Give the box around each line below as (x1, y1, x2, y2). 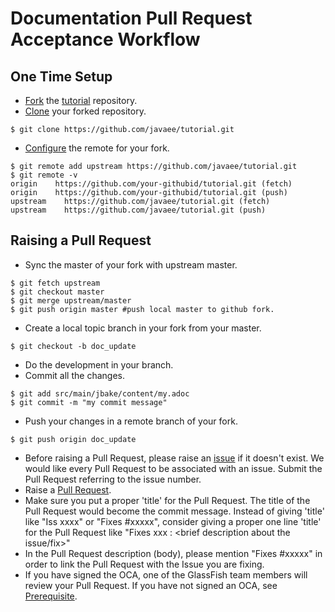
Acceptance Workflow (10, 28, 201, 51)
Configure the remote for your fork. (24, 142, 170, 154)
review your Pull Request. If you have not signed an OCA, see (24, 579, 278, 591)
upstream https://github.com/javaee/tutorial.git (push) (10, 205, 267, 215)
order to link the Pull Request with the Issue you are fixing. (24, 558, 265, 570)
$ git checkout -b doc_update (10, 341, 137, 351)
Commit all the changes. (24, 369, 125, 381)
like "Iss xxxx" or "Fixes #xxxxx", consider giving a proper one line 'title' (24, 515, 322, 527)
